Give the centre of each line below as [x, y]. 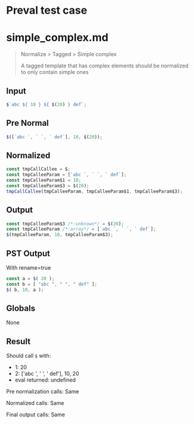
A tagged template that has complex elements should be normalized [105, 66]
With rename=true [29, 267]
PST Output [28, 253]
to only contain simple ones [55, 72]
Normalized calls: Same [35, 403]
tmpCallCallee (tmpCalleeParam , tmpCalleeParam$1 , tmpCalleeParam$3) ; [95, 191]
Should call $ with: [29, 356]
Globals [21, 308]
